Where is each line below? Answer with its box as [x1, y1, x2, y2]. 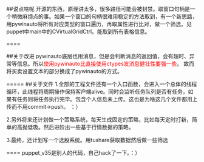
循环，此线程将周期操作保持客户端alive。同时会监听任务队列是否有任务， [6, 88, 188, 95]
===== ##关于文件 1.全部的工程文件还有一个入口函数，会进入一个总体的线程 [6, 80, 197, 88]
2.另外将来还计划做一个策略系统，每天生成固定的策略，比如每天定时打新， [6, 116, 192, 123]
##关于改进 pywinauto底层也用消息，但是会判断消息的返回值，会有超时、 [6, 53, 189, 59]
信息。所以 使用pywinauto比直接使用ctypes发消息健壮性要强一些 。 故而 [16, 60, 195, 67]
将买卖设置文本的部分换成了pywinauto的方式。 [6, 68, 123, 74]
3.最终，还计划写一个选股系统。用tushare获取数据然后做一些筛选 [6, 137, 168, 143]
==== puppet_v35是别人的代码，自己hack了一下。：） [6, 149, 141, 156]
